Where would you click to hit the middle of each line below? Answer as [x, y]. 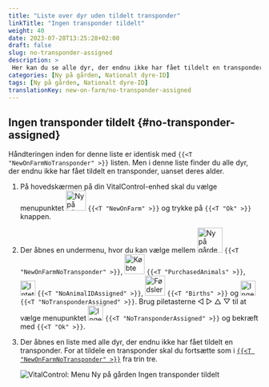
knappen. [36, 217]
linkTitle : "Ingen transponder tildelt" [77, 23]
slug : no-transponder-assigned [60, 53]
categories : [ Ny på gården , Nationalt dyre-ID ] [89, 75]
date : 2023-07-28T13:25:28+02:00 [64, 38]
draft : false [30, 46]
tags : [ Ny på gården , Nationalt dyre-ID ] [78, 82]
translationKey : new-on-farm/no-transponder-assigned [100, 90]
